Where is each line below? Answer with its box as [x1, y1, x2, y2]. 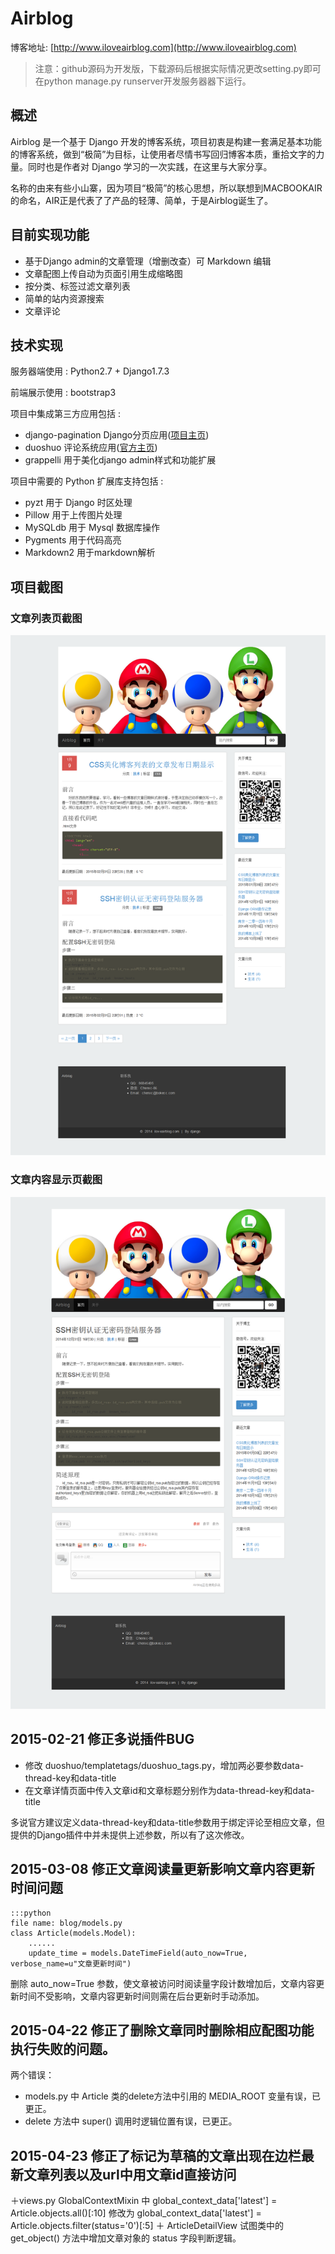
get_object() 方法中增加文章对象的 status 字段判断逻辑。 [10, 2232, 242, 2244]
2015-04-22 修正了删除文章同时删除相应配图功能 [10, 2022, 315, 2039]
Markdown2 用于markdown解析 [24, 547, 156, 559]
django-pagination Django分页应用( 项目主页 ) [24, 429, 210, 441]
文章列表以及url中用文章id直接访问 [23, 2166, 237, 2183]
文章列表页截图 [10, 611, 83, 625]
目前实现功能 [10, 227, 90, 244]
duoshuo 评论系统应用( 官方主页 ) [24, 442, 158, 454]
